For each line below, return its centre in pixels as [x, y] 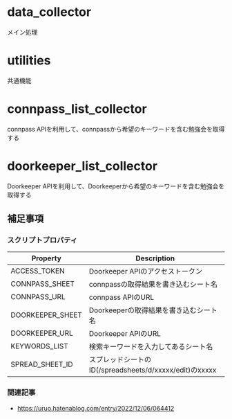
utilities [29, 61]
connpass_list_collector [77, 109]
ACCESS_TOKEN [38, 271]
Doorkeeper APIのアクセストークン [145, 271]
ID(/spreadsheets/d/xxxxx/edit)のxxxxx [153, 370]
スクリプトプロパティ [42, 240]
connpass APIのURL [122, 297]
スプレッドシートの [120, 359]
